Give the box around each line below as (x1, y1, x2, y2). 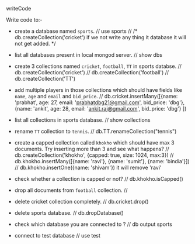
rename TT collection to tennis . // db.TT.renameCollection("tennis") (14, 128, 177, 135)
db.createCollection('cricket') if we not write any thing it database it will (14, 34, 187, 40)
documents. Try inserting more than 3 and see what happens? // (14, 146, 169, 152)
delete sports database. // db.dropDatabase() (14, 209, 124, 216)
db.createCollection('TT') (14, 75, 76, 82)
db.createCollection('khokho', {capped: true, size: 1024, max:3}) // (14, 152, 174, 159)
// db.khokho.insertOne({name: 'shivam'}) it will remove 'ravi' (14, 164, 162, 171)
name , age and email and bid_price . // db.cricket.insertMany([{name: (14, 93, 178, 99)
